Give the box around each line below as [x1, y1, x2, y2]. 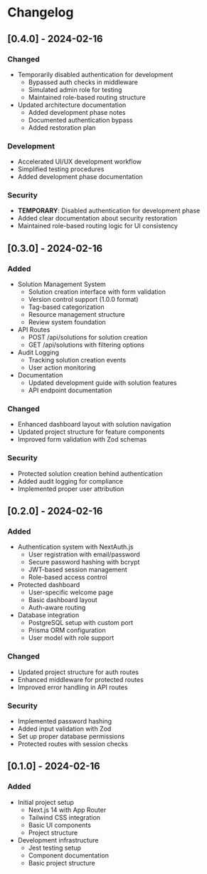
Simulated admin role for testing [28, 85, 122, 93]
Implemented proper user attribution [17, 484, 124, 493]
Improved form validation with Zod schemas [17, 435, 147, 444]
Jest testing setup [28, 843, 82, 852]
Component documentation [28, 850, 109, 860]
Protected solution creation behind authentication [17, 469, 163, 478]
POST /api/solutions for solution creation [28, 333, 148, 342]
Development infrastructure [17, 835, 99, 844]
